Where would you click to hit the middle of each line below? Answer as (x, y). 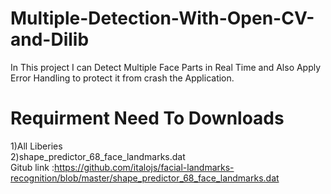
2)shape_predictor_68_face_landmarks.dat (98, 156)
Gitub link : (32, 167)
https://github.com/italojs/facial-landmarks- (144, 167)
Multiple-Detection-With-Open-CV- (162, 18)
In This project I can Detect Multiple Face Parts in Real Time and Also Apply (166, 67)
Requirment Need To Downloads (147, 118)
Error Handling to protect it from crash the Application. (122, 78)
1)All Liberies (36, 146)
